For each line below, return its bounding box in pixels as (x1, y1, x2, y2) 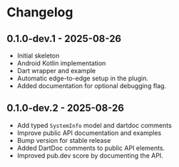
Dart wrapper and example (16, 67, 96, 75)
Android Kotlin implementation (16, 59, 106, 68)
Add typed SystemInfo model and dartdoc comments (16, 121, 172, 129)
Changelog (6, 4, 73, 21)
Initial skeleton (16, 51, 60, 60)
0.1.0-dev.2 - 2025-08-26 (6, 102, 124, 114)
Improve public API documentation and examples (16, 129, 162, 137)
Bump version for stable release (16, 136, 111, 144)
